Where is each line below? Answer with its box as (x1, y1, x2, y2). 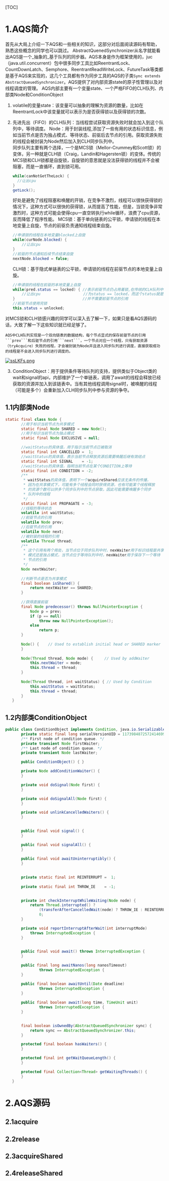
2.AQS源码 (5, 1097, 50, 1109)
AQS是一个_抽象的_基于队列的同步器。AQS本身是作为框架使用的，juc (9, 53, 153, 60)
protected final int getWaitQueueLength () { (21, 1055, 116, 1061)
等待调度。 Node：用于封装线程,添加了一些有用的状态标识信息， (26, 126, 159, 132)
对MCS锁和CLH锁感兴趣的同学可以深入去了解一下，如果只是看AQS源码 (5, 315, 152, 321)
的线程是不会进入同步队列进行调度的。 (5, 349, 73, 354)
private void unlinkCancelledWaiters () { (21, 810, 109, 815)
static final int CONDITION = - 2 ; (21, 468, 94, 473)
